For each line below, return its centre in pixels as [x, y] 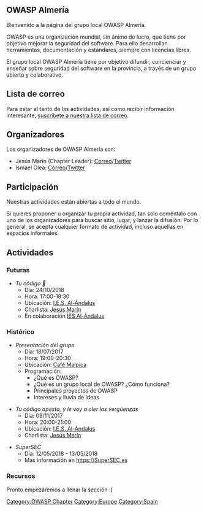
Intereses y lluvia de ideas [66, 398]
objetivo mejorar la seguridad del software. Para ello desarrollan [87, 43]
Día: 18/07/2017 [44, 352]
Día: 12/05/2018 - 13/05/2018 [61, 454]
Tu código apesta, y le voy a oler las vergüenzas [77, 409]
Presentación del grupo [45, 345]
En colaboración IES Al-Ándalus [64, 316]
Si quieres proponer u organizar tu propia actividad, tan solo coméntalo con [102, 213]
